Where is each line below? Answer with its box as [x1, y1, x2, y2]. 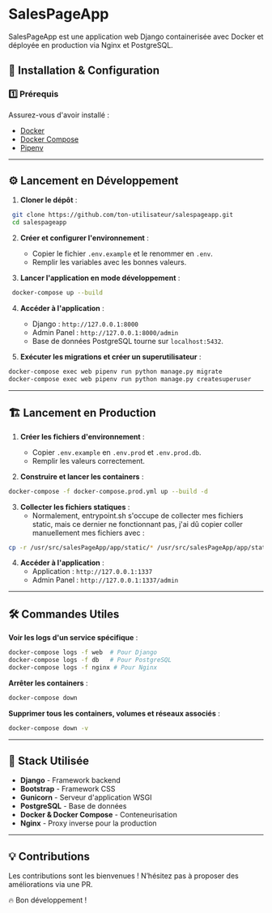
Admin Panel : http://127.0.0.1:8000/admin [32, 328, 179, 338]
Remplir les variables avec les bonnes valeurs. [32, 257, 187, 267]
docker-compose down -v [8, 724, 89, 733]
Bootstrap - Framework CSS [19, 784, 116, 794]
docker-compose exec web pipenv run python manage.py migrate [8, 367, 223, 376]
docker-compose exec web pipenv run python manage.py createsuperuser [8, 375, 252, 383]
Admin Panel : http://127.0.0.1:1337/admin [32, 575, 179, 585]
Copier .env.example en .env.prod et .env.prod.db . [32, 447, 202, 457]
